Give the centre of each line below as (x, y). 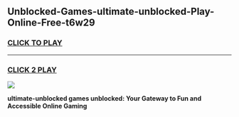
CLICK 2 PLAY (32, 69)
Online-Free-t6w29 (51, 23)
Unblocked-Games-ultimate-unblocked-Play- (111, 12)
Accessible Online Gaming (47, 106)
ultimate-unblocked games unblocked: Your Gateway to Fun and (105, 98)
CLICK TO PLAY (35, 43)
